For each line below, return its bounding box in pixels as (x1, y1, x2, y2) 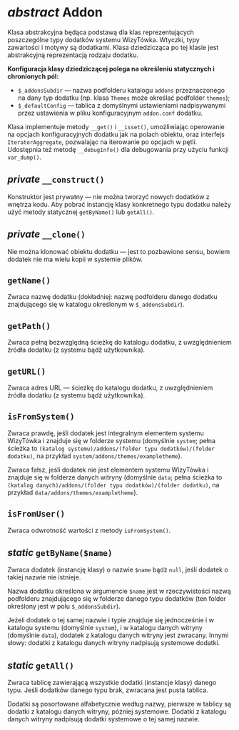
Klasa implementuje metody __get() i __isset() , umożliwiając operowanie (7, 122, 225, 131)
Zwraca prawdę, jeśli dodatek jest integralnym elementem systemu (7, 429, 205, 437)
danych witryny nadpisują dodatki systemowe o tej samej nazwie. (7, 715, 200, 724)
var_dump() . (7, 153, 41, 161)
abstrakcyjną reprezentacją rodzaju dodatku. (7, 51, 139, 59)
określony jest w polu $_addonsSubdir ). (7, 602, 121, 611)
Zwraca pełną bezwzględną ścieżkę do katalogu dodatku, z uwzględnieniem (7, 338, 232, 347)
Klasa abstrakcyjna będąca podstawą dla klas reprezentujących (7, 28, 195, 36)
